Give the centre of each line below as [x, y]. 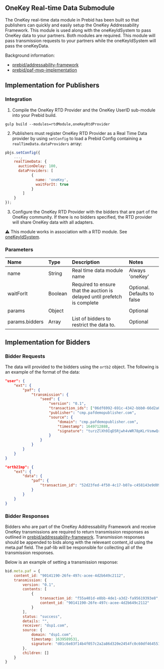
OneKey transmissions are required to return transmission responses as [77, 532]
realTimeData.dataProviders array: [47, 143]
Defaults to [142, 294]
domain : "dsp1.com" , [52, 635]
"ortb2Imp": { [20, 467]
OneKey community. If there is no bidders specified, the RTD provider [82, 217]
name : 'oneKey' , [52, 180]
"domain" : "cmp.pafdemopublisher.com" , [98, 422]
